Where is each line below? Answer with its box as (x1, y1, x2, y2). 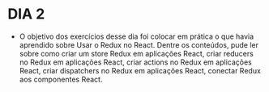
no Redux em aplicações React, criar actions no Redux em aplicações (19, 57, 252, 67)
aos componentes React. (19, 74, 103, 84)
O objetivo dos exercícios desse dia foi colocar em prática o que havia (19, 31, 254, 41)
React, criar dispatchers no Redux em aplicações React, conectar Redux (19, 65, 261, 75)
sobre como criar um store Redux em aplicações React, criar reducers (19, 48, 254, 58)
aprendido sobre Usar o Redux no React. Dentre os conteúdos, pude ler (19, 40, 258, 49)
